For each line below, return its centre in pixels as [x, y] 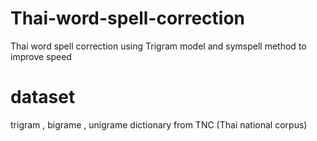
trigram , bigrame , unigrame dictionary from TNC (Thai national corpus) [159, 124]
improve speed [41, 56]
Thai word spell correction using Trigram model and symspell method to [158, 46]
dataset [43, 97]
